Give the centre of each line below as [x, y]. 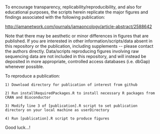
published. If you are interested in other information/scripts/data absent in [79, 41]
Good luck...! [18, 127]
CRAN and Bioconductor [28, 97]
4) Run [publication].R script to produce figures [57, 119]
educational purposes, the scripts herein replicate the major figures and [77, 12]
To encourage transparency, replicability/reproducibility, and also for [73, 7]
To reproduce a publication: [33, 76]
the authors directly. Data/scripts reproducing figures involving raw [72, 51]
